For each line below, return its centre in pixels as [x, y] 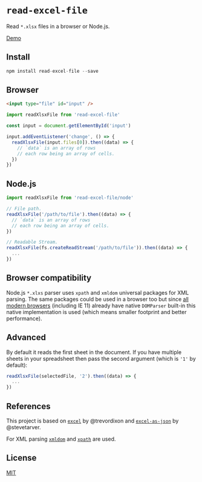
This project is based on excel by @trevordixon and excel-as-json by [93, 421]
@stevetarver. [24, 427]
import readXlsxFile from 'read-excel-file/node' [70, 198]
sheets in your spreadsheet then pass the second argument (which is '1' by [101, 358]
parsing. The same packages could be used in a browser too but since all [97, 299]
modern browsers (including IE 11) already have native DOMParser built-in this [101, 306]
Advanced [26, 337]
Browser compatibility [49, 278]
